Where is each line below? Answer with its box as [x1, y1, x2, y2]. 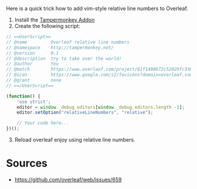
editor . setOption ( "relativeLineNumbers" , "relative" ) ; [16, 109, 154, 116]
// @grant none [6, 77, 62, 83]
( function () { [6, 93, 41, 99]
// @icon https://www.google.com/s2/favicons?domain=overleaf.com [6, 72, 193, 78]
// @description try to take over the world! [6, 56, 122, 61]
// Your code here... [16, 120, 69, 126]
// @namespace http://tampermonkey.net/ [6, 44, 114, 50]
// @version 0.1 [6, 50, 59, 56]
